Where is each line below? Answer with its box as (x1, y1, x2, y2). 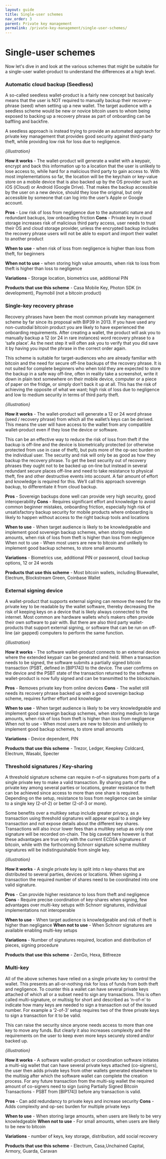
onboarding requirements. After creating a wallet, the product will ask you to (5, 329, 161, 335)
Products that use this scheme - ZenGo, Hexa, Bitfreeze (5, 952, 121, 958)
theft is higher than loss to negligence (5, 265, 83, 271)
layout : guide (5, 7, 35, 12)
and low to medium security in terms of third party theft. (5, 392, 120, 398)
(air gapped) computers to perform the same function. (13, 630, 124, 635)
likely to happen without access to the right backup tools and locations (5, 514, 150, 520)
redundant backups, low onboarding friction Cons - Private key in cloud (5, 215, 152, 221)
